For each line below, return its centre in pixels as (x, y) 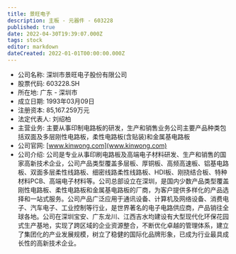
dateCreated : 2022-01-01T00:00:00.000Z (66, 54)
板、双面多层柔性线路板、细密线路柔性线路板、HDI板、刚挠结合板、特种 (123, 172)
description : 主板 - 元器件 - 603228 (60, 21)
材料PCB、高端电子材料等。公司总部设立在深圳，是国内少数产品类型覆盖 (123, 181)
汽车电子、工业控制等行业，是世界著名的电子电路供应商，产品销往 (127, 207)
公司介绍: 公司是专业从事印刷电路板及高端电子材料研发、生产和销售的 (119, 154)
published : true (31, 27)
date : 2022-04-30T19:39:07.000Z (55, 34)
